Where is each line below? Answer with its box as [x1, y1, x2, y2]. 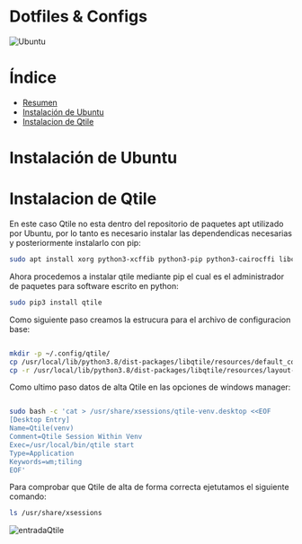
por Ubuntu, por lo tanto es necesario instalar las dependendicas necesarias [9, 228, 292, 239]
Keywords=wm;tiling [9, 457, 83, 466]
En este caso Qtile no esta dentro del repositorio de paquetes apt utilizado [9, 218, 284, 229]
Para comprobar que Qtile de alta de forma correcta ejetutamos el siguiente [9, 482, 289, 493]
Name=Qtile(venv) [9, 424, 75, 433]
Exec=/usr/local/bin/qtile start [9, 440, 135, 450]
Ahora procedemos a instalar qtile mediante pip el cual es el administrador [9, 271, 285, 282]
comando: [9, 491, 47, 502]
